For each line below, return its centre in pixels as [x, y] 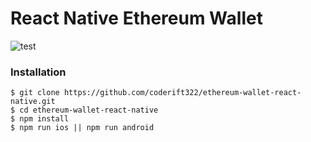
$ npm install [40, 119]
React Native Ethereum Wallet [136, 18]
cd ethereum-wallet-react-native [89, 110]
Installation [38, 72]
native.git [33, 102]
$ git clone [35, 93]
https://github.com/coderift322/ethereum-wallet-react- [182, 93]
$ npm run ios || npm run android [82, 128]
